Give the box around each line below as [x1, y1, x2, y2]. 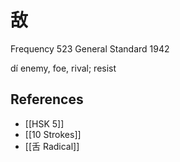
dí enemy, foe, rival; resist [10, 62, 117, 74]
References [10, 91, 84, 108]
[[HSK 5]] [24, 117, 65, 130]
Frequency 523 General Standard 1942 [10, 42, 170, 55]
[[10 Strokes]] [24, 128, 82, 140]
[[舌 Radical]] [24, 140, 80, 152]
